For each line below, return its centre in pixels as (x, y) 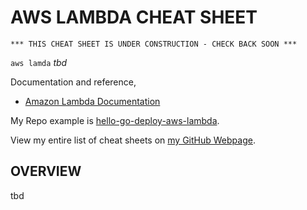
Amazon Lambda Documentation (92, 101)
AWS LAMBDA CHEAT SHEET (134, 17)
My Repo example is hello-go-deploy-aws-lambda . (115, 120)
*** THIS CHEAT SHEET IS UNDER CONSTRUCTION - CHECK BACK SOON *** (154, 44)
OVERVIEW (46, 171)
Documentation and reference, (73, 82)
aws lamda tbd (39, 62)
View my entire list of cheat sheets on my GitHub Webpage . (133, 140)
